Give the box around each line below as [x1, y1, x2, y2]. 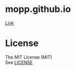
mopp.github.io [5, 3, 71, 15]
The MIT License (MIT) [5, 54, 52, 60]
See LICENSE [5, 59, 33, 65]
